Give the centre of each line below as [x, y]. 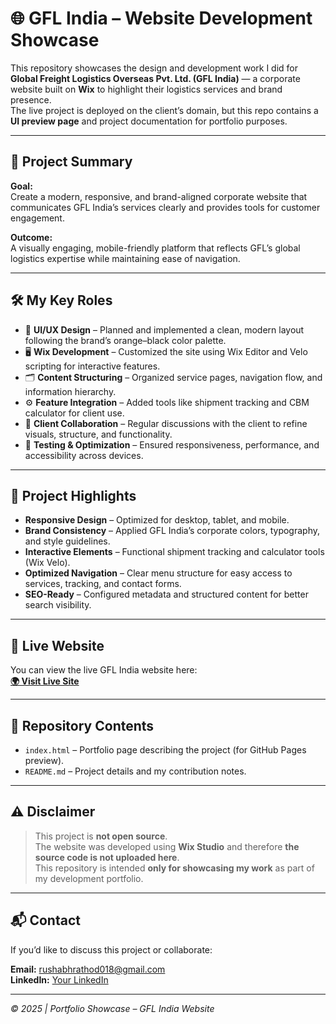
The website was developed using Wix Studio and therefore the [167, 846]
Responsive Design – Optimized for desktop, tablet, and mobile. [157, 520]
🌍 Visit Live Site [45, 681]
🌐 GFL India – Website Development [161, 18]
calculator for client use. [74, 413]
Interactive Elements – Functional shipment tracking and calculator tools [174, 552]
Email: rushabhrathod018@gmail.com [88, 969]
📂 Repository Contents [82, 725]
